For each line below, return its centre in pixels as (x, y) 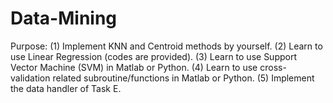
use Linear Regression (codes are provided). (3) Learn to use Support (154, 56)
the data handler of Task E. (66, 88)
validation (30, 78)
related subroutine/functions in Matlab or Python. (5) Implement (183, 78)
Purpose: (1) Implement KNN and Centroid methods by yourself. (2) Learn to (166, 46)
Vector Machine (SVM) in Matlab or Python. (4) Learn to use (134, 67)
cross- (273, 67)
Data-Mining (64, 18)
